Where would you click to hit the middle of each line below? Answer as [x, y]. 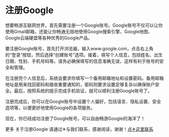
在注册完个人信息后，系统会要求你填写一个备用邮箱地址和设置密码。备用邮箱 [84, 78]
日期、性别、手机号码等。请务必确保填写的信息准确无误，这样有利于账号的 [82, 61]
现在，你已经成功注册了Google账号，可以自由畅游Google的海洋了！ [75, 118]
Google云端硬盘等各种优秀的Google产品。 [49, 38]
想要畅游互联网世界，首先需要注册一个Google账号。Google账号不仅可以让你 [84, 25]
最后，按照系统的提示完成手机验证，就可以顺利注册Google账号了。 [83, 91]
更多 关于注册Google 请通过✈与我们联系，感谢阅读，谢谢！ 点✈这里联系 [79, 129]
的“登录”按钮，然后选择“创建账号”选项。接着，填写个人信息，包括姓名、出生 [84, 55]
